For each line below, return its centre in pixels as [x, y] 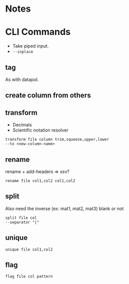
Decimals [22, 125]
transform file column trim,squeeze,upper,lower [57, 140]
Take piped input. [30, 46]
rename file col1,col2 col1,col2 [40, 181]
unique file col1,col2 [29, 249]
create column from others [48, 95]
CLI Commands [38, 32]
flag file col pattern [29, 276]
